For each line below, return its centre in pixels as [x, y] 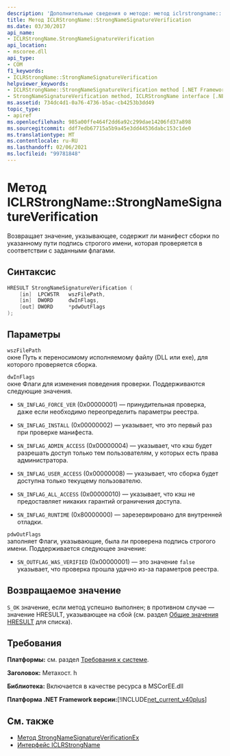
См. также [31, 721]
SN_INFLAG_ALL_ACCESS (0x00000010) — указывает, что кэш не [106, 494]
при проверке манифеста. [55, 432]
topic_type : [24, 109]
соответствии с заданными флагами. [61, 250]
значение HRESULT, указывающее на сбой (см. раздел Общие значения [113, 614]
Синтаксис [31, 272]
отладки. [30, 521]
